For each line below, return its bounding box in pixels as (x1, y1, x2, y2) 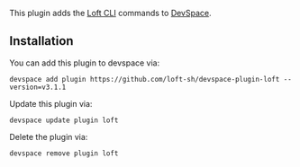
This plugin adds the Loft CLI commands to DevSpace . (9, 8, 212, 18)
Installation (9, 33, 74, 48)
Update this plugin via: (9, 98, 93, 109)
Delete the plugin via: (9, 131, 88, 142)
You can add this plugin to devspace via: (9, 57, 160, 68)
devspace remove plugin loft (9, 148, 119, 158)
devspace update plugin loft (9, 116, 119, 125)
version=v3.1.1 (9, 83, 67, 92)
